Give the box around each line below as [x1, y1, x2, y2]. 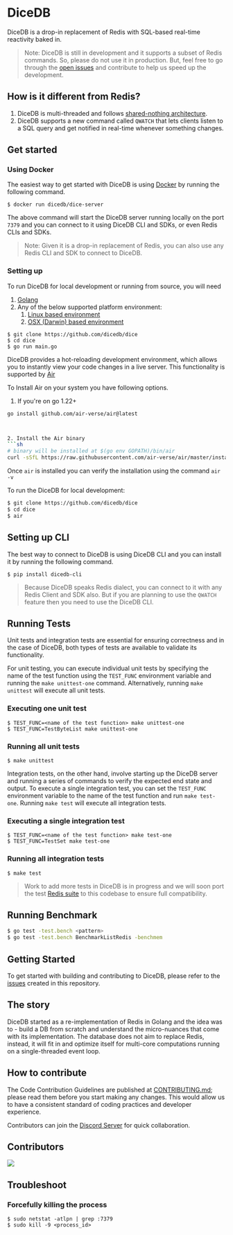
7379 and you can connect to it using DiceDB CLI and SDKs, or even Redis [7, 220, 218, 229]
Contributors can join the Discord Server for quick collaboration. [7, 1121, 191, 1129]
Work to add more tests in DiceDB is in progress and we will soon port [24, 882, 224, 890]
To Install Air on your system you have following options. [7, 383, 169, 392]
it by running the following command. [7, 557, 114, 566]
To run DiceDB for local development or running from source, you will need [7, 282, 222, 290]
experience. [7, 1107, 42, 1116]
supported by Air [7, 369, 55, 378]
